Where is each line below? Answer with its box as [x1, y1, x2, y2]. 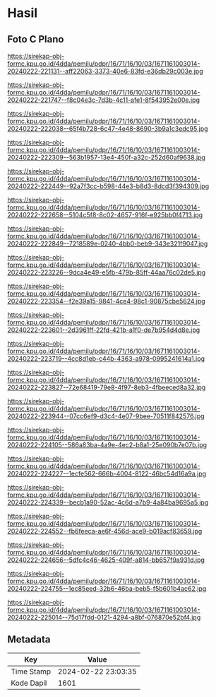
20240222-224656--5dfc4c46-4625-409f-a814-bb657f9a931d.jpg [7, 555, 205, 564]
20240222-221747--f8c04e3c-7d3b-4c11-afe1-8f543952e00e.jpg [7, 96, 200, 104]
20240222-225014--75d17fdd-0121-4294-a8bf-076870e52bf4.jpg [7, 614, 201, 621]
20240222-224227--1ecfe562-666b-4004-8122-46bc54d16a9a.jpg [7, 469, 207, 478]
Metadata [7, 633, 51, 645]
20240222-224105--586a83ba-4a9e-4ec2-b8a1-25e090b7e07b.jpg [7, 441, 207, 449]
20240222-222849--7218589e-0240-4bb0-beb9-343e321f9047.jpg [7, 239, 208, 248]
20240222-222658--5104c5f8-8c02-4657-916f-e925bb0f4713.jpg [7, 211, 203, 219]
